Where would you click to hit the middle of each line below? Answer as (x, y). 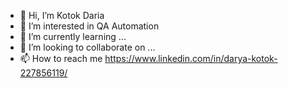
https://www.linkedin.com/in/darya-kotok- (191, 58)
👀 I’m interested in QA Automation (89, 26)
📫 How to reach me (61, 58)
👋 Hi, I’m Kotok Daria (62, 15)
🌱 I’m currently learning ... (73, 36)
